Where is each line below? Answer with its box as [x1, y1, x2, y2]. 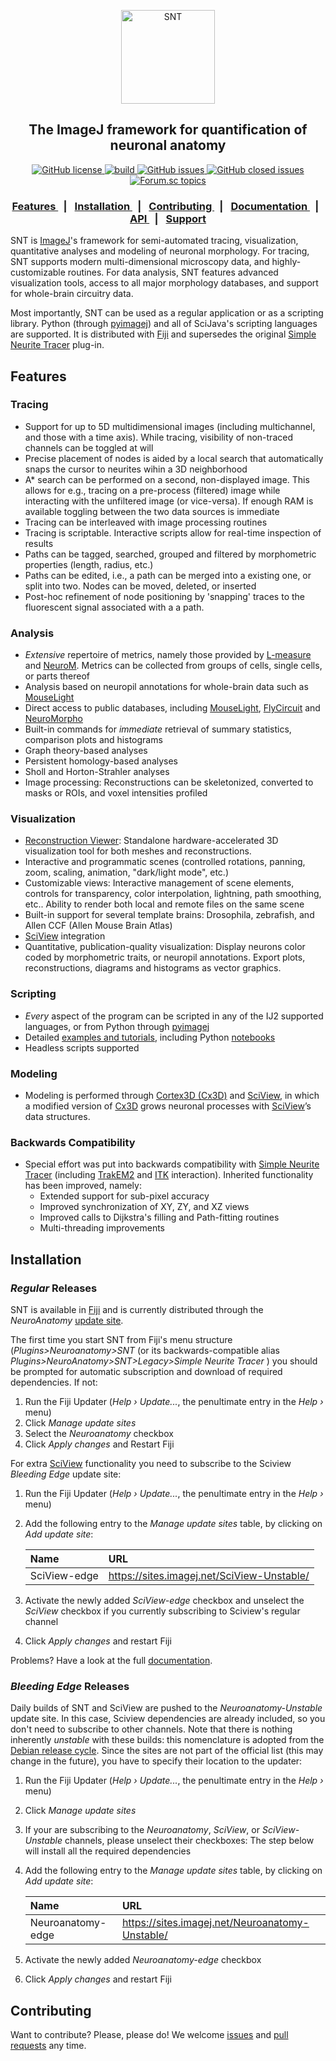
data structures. [24, 1110, 91, 1122]
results [24, 537, 54, 549]
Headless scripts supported [24, 1041, 140, 1054]
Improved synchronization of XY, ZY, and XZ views [39, 1201, 250, 1213]
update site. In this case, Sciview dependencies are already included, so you [10, 1713, 326, 1725]
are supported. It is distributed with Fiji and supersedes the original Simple [10, 328, 317, 340]
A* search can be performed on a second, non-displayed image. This [24, 473, 310, 485]
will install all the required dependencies [24, 1845, 192, 1857]
